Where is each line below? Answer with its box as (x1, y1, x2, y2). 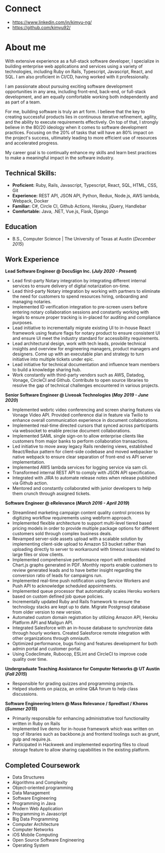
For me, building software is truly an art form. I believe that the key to (5, 108, 145, 114)
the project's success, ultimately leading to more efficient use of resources (5, 135, 157, 140)
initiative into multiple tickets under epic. (12, 356, 95, 362)
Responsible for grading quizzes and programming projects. (12, 681, 134, 686)
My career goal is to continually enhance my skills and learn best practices (5, 149, 157, 155)
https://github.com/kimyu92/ (12, 24, 71, 30)
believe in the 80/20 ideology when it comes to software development (5, 124, 147, 130)
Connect (5, 3, 41, 14)
